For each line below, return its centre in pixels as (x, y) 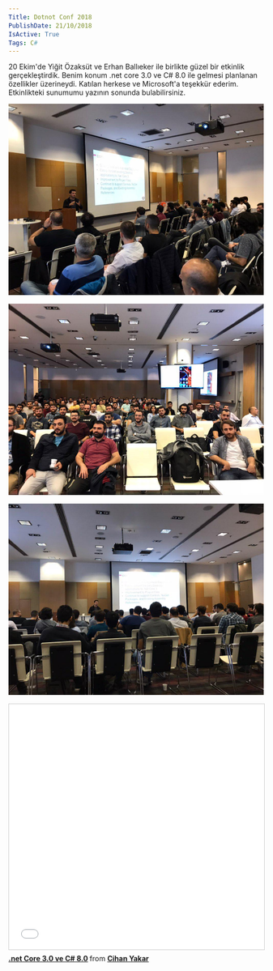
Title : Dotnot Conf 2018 (50, 17)
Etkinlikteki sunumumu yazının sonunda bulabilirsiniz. (97, 92)
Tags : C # (23, 43)
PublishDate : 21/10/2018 (50, 26)
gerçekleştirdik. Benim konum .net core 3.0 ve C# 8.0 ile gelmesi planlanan (133, 75)
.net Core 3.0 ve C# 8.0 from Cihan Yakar (79, 959)
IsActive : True (34, 34)
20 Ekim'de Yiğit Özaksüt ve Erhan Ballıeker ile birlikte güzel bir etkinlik (126, 67)
